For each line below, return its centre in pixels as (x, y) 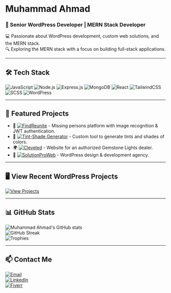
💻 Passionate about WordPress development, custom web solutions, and (82, 36)
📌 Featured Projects (37, 113)
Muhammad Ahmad (48, 9)
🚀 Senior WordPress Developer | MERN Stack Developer (76, 25)
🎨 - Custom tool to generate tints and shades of (88, 137)
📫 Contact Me (29, 260)
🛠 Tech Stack (27, 72)
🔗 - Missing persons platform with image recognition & (85, 126)
